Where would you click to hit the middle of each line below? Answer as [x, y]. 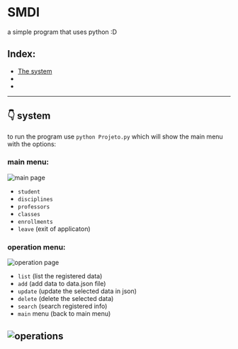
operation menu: [36, 247]
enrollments [35, 222]
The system [35, 71]
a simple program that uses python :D [62, 32]
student [29, 191]
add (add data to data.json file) [62, 284]
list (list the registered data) [60, 276]
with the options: [32, 144]
